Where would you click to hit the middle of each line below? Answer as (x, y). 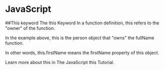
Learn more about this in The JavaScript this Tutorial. (60, 62)
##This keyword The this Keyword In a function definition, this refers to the (82, 23)
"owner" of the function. (30, 28)
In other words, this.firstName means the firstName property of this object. (82, 53)
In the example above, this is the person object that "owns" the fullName (80, 38)
